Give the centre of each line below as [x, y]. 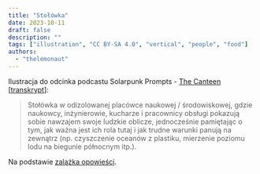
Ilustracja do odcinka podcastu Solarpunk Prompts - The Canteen [115, 81]
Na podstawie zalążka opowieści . [62, 161]
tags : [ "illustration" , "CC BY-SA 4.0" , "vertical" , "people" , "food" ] [128, 45]
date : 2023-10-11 [37, 23]
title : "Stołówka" [38, 15]
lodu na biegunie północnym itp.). [82, 147]
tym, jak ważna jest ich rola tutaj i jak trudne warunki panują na [129, 129]
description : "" [35, 37]
